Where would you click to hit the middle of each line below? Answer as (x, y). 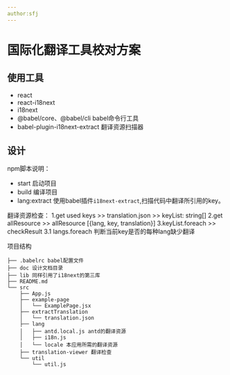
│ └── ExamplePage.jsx (55, 306)
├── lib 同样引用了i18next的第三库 (54, 276)
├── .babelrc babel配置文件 (46, 261)
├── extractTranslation (54, 312)
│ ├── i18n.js (43, 337)
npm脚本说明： (29, 169)
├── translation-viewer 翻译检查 (66, 352)
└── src (18, 288)
